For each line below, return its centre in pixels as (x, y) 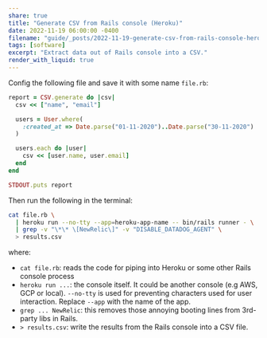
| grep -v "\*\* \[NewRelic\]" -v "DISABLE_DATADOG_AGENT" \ (119, 230)
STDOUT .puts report (41, 185)
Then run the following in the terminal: (70, 200)
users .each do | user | (51, 148)
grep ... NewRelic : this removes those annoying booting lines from (130, 310)
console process (47, 277)
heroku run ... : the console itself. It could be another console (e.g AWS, (139, 285)
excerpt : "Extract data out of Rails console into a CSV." (108, 53)
